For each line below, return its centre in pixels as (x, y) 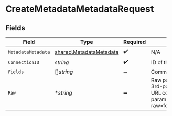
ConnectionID (24, 62)
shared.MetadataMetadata (87, 52)
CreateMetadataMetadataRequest (80, 9)
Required (135, 42)
